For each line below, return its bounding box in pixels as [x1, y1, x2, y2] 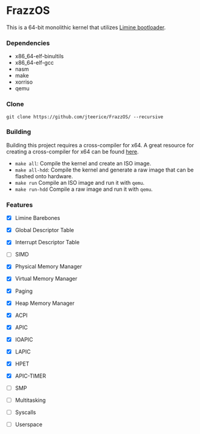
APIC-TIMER [15, 372, 47, 379]
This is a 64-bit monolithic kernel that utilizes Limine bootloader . [6, 24, 166, 31]
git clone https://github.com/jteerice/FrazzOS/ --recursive [6, 113, 164, 120]
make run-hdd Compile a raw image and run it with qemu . [15, 185, 153, 193]
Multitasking [15, 396, 47, 404]
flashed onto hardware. [15, 172, 74, 179]
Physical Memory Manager [15, 263, 83, 270]
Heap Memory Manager [15, 299, 75, 307]
